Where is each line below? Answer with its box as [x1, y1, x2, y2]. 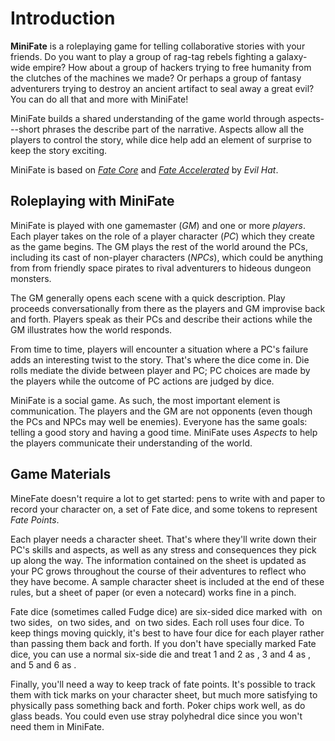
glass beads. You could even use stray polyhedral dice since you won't [10, 710, 303, 722]
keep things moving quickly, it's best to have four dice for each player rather [10, 627, 325, 639]
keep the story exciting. [10, 144, 108, 156]
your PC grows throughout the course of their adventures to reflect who [10, 565, 307, 577]
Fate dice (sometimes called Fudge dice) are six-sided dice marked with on [10, 605, 323, 617]
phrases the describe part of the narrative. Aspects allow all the [41, 123, 305, 135]
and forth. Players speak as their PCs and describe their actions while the [10, 313, 313, 325]
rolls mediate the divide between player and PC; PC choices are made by [10, 364, 311, 376]
